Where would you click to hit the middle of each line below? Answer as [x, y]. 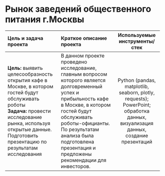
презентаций [137, 142]
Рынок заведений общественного [78, 9]
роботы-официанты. [85, 123]
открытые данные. [30, 129]
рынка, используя [29, 123]
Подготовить [23, 135]
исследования [25, 154]
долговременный [82, 86]
